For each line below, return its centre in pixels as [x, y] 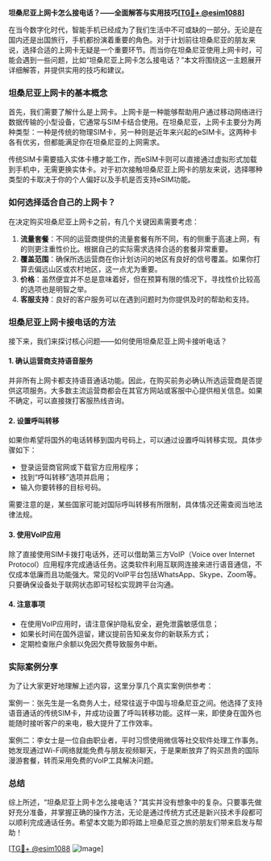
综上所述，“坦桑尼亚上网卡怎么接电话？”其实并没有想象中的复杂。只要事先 [132, 802]
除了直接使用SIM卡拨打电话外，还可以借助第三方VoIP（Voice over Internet [132, 554]
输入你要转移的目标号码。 [63, 488]
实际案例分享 [33, 667]
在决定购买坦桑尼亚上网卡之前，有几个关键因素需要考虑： [104, 222]
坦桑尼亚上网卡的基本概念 [58, 93]
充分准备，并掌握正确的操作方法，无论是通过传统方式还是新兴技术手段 [131, 813]
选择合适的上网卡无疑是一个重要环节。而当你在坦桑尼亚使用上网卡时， [139, 50]
